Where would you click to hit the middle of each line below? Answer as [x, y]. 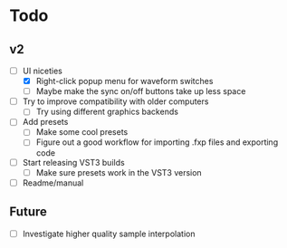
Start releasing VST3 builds [73, 162]
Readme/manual [53, 183]
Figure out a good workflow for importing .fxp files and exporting [157, 142]
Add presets [45, 122]
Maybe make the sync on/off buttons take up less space [141, 91]
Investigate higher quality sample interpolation [109, 234]
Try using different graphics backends [107, 112]
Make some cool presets [82, 132]
